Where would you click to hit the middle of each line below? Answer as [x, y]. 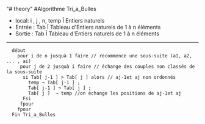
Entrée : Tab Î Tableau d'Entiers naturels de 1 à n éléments [88, 27]
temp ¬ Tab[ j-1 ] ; [54, 82]
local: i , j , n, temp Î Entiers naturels [60, 20]
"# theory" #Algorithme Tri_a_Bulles [51, 9]
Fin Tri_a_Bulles [34, 115]
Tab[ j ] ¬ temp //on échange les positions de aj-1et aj [105, 93]
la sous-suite [24, 72]
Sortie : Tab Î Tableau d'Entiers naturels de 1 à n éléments [87, 34]
